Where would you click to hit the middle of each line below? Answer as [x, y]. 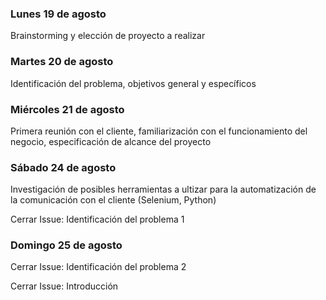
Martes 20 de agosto [62, 62]
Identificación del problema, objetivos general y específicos [133, 83]
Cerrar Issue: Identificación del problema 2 [98, 267]
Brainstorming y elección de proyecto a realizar [108, 36]
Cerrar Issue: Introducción [64, 286]
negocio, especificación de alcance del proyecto [111, 141]
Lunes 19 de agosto [58, 14]
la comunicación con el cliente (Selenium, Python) [113, 200]
